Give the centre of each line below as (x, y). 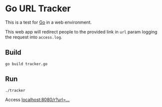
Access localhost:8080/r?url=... (38, 100)
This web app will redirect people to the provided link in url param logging (81, 32)
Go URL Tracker (38, 9)
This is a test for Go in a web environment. (48, 22)
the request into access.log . (34, 37)
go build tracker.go (27, 64)
